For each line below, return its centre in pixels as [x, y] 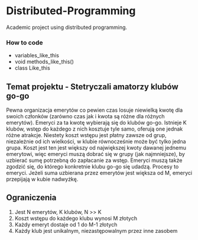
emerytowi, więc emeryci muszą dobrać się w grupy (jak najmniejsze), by [95, 154]
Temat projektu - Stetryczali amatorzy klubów [92, 87]
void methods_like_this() [44, 62]
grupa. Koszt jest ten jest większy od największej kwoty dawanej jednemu [96, 148]
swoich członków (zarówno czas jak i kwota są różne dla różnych [85, 116]
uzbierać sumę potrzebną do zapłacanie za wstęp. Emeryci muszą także [94, 160]
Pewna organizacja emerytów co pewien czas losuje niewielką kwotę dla [95, 110]
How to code [25, 43]
